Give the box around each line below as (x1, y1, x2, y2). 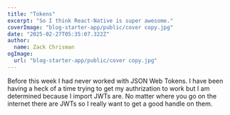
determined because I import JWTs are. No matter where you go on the (7, 91, 217, 100)
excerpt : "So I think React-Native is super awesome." (7, 17, 174, 24)
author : (7, 37, 31, 44)
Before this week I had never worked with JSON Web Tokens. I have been (7, 76, 224, 85)
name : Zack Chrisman (14, 44, 75, 51)
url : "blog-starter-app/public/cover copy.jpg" (14, 57, 158, 64)
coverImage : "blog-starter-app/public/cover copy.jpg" (7, 24, 174, 31)
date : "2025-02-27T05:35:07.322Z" (7, 30, 110, 38)
